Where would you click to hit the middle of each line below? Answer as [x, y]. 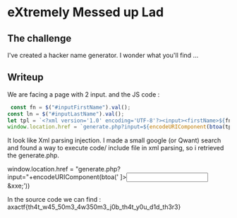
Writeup [25, 77]
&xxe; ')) [19, 186]
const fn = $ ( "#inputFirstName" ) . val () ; [71, 107]
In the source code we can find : [54, 200]
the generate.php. [34, 155]
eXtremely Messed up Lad [86, 12]
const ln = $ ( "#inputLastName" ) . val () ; [66, 114]
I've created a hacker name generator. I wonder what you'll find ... [103, 55]
